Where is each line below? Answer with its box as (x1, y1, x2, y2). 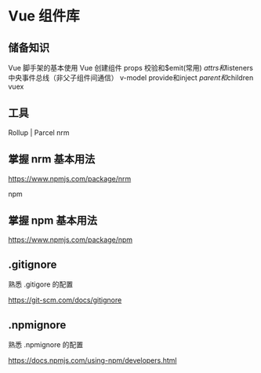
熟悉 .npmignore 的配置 (8, 340, 84, 349)
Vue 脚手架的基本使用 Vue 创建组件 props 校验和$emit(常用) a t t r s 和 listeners (8, 64, 253, 72)
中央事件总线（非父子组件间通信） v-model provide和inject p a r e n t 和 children (8, 73, 254, 82)
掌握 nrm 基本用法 (8, 152, 96, 166)
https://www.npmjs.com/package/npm (8, 235, 133, 244)
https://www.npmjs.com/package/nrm (8, 174, 132, 183)
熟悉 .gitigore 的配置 (8, 280, 74, 289)
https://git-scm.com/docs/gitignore (8, 295, 122, 305)
